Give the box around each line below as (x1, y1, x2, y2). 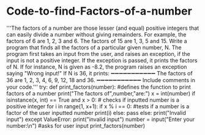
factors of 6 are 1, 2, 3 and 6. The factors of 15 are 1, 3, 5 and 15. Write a (6, 37, 188, 44)
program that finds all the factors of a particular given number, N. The (6, 44, 182, 51)
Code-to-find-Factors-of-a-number (6, 4, 193, 18)
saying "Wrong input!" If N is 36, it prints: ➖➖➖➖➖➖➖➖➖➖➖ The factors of (6, 69, 193, 77)
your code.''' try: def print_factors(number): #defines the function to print (6, 83, 191, 91)
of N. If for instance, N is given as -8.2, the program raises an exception (6, 63, 187, 71)
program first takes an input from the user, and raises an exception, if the (6, 50, 191, 57)
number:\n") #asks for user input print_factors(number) (6, 122, 146, 129)
